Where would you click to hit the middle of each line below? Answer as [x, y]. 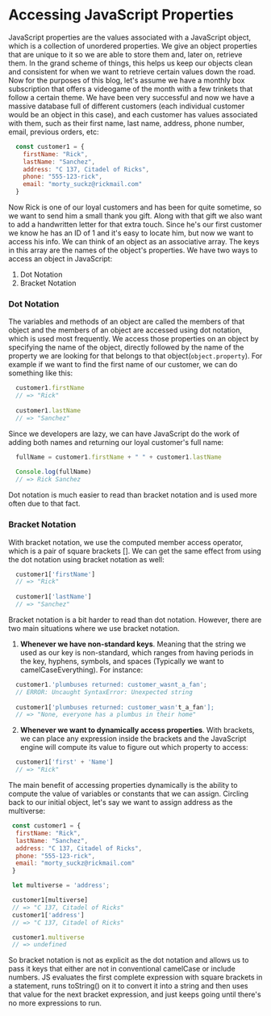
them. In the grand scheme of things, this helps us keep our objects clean [130, 63]
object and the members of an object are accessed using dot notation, [125, 330]
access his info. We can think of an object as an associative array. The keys [134, 242]
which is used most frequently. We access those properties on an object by [134, 339]
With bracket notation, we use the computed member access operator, [126, 542]
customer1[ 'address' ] [48, 915]
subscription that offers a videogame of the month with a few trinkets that [131, 89]
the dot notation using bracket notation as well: [86, 559]
